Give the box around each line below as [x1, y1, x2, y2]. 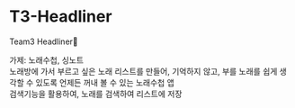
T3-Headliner [9, 6, 112, 27]
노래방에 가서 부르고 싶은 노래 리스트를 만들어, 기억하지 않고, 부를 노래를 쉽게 [9, 66, 278, 76]
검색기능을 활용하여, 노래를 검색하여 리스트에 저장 [9, 88, 183, 99]
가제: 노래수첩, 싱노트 [9, 54, 84, 65]
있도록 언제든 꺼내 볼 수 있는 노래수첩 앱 [35, 76, 175, 87]
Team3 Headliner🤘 [9, 36, 78, 47]
